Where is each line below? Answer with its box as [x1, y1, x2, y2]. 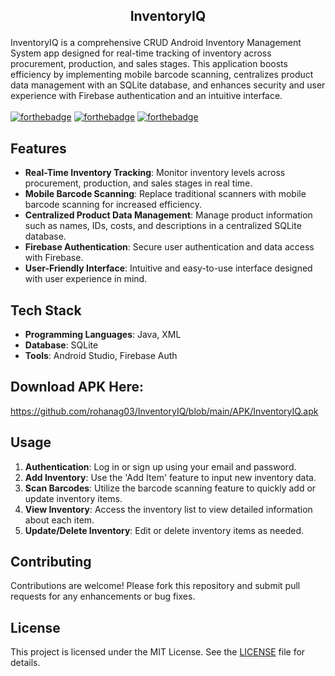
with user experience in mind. [24, 273, 148, 285]
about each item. [24, 514, 95, 526]
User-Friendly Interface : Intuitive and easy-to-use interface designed [24, 262, 313, 274]
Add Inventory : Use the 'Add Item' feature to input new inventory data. [24, 471, 317, 483]
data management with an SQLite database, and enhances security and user [10, 79, 326, 91]
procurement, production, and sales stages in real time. [24, 177, 253, 189]
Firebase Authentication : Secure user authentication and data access [24, 241, 315, 253]
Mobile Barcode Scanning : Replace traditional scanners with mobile [24, 188, 307, 200]
